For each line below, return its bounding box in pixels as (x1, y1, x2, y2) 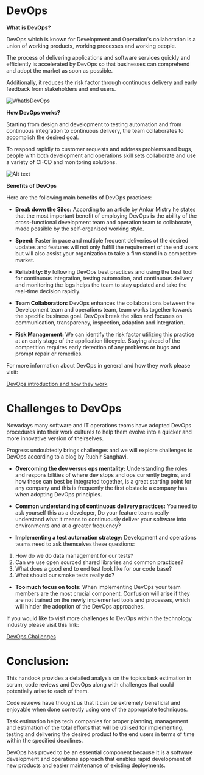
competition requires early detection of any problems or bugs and (15, 343, 181, 351)
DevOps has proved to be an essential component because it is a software (6, 748, 193, 756)
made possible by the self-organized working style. (15, 225, 144, 232)
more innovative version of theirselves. (6, 434, 104, 442)
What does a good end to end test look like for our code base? (15, 565, 172, 572)
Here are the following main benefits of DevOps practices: (6, 193, 152, 201)
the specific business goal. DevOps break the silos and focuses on (15, 312, 183, 320)
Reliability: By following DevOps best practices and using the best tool (15, 268, 193, 275)
